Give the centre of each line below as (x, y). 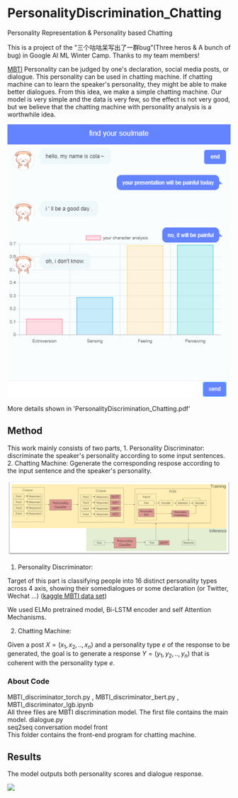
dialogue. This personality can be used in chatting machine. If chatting (110, 77)
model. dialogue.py (35, 719)
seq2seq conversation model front (58, 727)
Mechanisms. (27, 617)
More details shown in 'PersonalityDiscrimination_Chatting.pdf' (99, 409)
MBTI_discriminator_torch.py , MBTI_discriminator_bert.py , (93, 696)
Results (24, 756)
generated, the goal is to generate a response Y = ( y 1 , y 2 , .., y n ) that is (109, 655)
